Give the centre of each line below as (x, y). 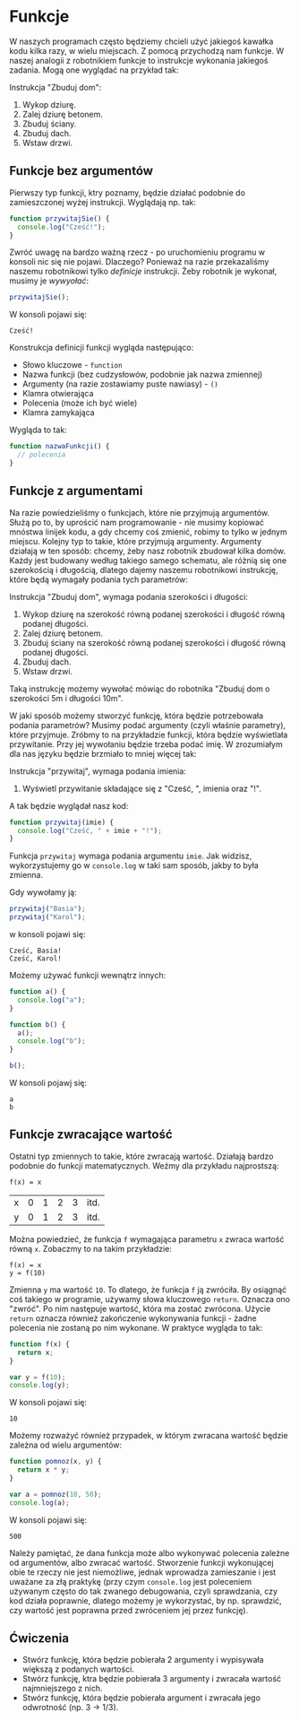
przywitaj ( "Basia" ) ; (48, 909)
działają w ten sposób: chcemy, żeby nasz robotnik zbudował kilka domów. (148, 551)
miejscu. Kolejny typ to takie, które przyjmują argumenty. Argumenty (136, 541)
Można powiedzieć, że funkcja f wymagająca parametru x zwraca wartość (147, 1239)
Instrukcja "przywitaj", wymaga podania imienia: (98, 771)
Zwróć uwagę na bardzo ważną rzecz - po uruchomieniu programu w (137, 252)
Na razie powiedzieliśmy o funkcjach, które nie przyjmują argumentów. (140, 512)
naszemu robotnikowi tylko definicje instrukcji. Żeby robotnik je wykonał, (143, 272)
